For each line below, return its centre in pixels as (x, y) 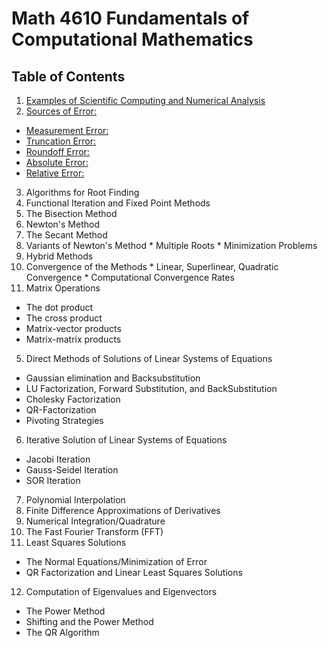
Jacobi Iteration (58, 459)
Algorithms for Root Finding (82, 192)
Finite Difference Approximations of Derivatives (123, 510)
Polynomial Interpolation (75, 500)
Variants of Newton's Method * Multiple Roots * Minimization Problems (171, 245)
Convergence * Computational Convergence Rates (130, 277)
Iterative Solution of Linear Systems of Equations (126, 440)
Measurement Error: (67, 130)
